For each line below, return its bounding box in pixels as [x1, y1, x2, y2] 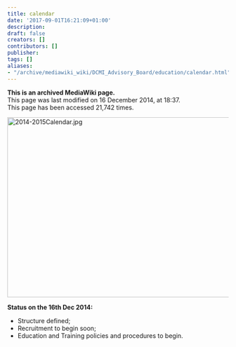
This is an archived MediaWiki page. [7, 88, 115, 97]
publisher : [7, 50, 39, 57]
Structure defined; [17, 316, 71, 325]
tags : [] [7, 56, 33, 63]
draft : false [7, 29, 46, 37]
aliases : [7, 62, 33, 69]
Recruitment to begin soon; [17, 324, 96, 332]
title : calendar [7, 10, 55, 18]
